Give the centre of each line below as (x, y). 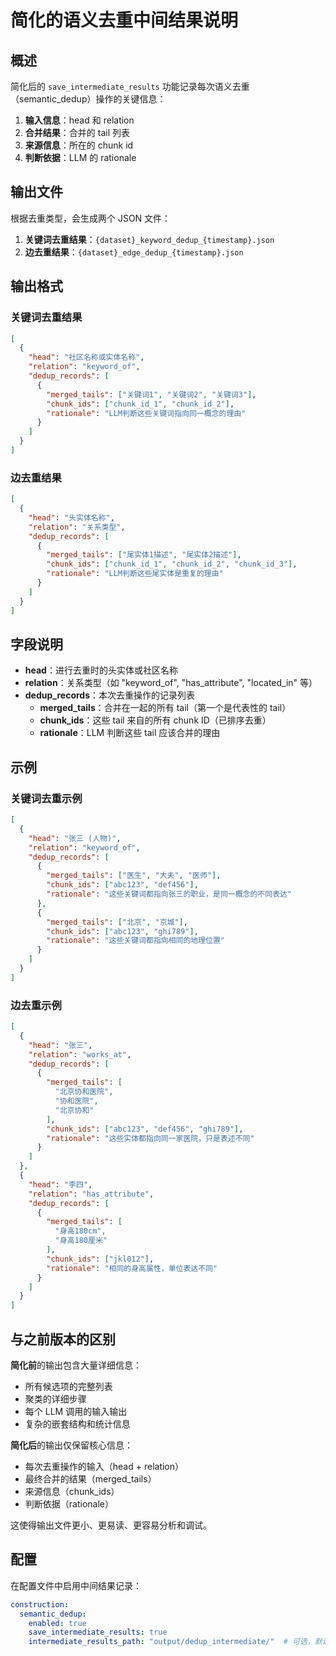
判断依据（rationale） (69, 1504)
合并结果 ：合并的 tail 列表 (77, 132)
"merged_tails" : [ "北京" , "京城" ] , (117, 922)
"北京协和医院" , (84, 1092)
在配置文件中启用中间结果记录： (76, 1585)
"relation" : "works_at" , (80, 1054)
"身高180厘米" (81, 1241)
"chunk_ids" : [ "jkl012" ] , (100, 1259)
